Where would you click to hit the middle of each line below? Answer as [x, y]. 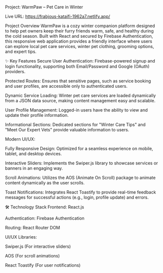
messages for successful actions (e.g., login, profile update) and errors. [77, 197]
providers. [15, 72]
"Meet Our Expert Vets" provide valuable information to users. [67, 130]
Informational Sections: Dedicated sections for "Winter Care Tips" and [75, 125]
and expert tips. [21, 51]
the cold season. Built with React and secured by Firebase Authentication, [79, 36]
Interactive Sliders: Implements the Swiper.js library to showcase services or [81, 163]
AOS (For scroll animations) [32, 256]
